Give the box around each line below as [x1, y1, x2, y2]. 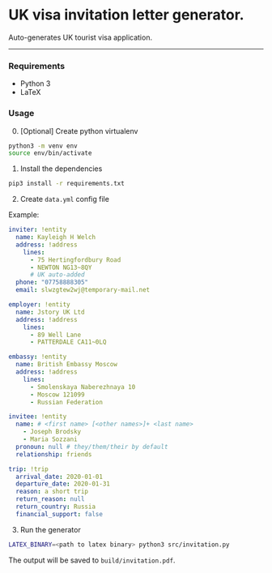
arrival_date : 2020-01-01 [15, 473, 104, 481]
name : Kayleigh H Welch [15, 233, 96, 242]
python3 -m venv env [8, 142, 79, 150]
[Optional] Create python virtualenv [19, 126, 138, 135]
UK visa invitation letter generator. [8, 6, 244, 24]
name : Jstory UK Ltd [15, 308, 85, 316]
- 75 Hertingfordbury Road [29, 255, 121, 264]
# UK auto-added [29, 271, 85, 279]
